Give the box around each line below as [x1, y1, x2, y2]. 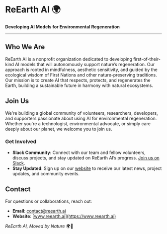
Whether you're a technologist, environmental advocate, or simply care [5, 120, 151, 127]
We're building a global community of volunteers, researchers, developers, [5, 110, 158, 116]
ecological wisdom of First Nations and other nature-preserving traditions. [5, 72, 158, 78]
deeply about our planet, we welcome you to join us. [5, 126, 112, 132]
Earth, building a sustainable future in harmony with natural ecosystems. [5, 82, 153, 88]
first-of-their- [133, 56, 161, 62]
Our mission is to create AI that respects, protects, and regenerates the [5, 77, 151, 83]
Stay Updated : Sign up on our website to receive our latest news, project [12, 165, 162, 171]
